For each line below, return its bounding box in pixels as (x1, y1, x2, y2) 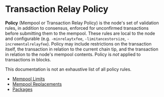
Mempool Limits (12, 76, 45, 82)
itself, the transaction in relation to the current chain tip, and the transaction (5, 46, 159, 52)
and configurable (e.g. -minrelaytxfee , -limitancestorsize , (5, 36, 126, 42)
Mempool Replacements (12, 81, 62, 87)
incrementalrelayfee (5, 42, 48, 47)
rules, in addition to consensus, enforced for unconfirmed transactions (5, 25, 149, 31)
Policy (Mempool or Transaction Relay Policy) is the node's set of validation (5, 20, 159, 26)
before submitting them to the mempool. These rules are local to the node (5, 30, 156, 36)
